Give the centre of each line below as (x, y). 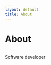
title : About (19, 14)
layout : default (22, 10)
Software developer (25, 57)
